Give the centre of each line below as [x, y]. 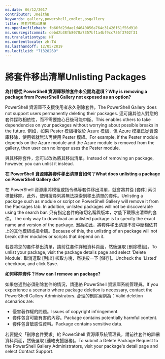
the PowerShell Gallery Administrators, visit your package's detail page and [82, 346]
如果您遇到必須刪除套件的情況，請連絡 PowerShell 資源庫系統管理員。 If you [82, 284]
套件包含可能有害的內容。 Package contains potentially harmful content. [85, 318]
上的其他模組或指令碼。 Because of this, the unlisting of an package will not [81, 231]
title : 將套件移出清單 [26, 23]
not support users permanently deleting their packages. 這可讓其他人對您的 [82, 114]
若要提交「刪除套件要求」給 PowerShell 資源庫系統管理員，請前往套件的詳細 [82, 334]
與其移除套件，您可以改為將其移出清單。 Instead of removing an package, [80, 158]
